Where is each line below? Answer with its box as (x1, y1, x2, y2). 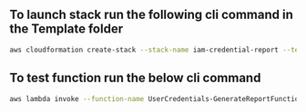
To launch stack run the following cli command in (9, 7, 294, 23)
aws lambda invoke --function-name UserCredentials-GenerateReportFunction (9, 94, 303, 103)
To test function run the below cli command (9, 70, 261, 86)
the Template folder (9, 22, 124, 37)
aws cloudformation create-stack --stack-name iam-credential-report (9, 45, 280, 54)
